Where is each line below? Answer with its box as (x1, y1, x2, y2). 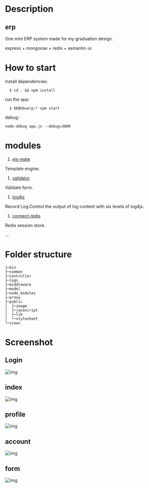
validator (12, 175, 30, 181)
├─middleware (5, 282, 32, 287)
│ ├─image (5, 304, 27, 308)
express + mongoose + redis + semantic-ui (5, 45, 92, 51)
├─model (5, 286, 21, 291)
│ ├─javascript (5, 307, 38, 313)
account (5, 437, 31, 446)
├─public (5, 299, 23, 304)
